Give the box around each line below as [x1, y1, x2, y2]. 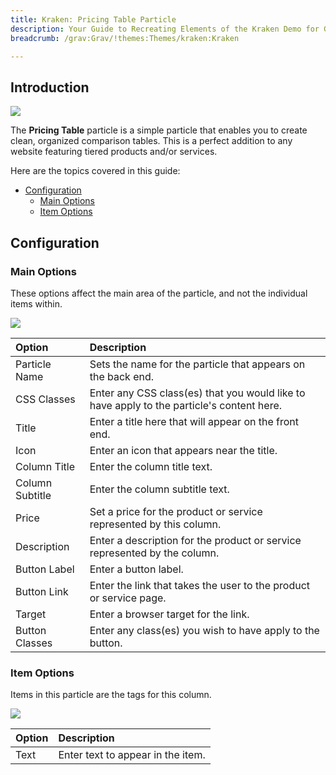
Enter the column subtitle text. [89, 482, 230, 496]
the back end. [89, 369, 155, 383]
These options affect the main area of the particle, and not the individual [10, 287, 308, 299]
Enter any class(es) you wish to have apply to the [89, 623, 320, 637]
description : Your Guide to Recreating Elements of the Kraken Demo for [10, 24, 320, 34]
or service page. [89, 591, 167, 605]
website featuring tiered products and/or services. [10, 146, 218, 158]
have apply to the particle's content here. [89, 398, 283, 412]
